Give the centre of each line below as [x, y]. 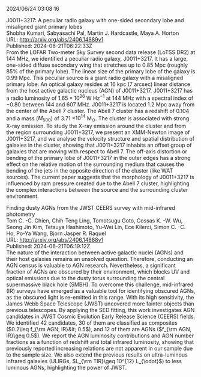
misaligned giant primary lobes [44, 27]
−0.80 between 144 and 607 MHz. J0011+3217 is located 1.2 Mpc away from [100, 104]
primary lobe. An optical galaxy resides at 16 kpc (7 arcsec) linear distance [98, 84]
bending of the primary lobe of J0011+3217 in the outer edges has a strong [98, 158]
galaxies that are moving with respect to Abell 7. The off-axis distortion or [97, 152]
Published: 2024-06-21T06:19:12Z [48, 247]
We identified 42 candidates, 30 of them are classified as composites [92, 323]
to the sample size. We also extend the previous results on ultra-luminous [97, 355]
